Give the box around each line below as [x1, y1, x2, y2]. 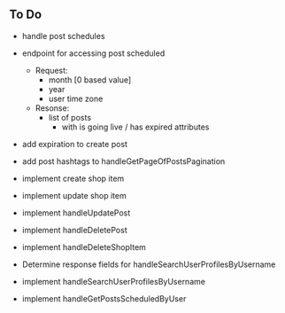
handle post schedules [21, 30, 105, 41]
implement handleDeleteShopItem [21, 241, 146, 252]
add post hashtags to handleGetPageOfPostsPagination [21, 155, 226, 167]
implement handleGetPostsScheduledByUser [21, 293, 187, 304]
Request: [35, 65, 68, 75]
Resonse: [35, 102, 70, 113]
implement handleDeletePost [21, 224, 127, 235]
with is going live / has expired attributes [61, 121, 210, 132]
